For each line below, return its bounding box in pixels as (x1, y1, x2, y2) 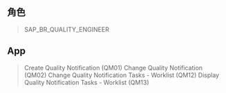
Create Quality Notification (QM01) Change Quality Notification (23, 63, 203, 72)
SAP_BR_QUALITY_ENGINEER (23, 25, 109, 33)
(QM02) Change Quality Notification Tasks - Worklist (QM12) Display (23, 71, 220, 79)
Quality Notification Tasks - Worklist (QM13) (23, 78, 150, 86)
